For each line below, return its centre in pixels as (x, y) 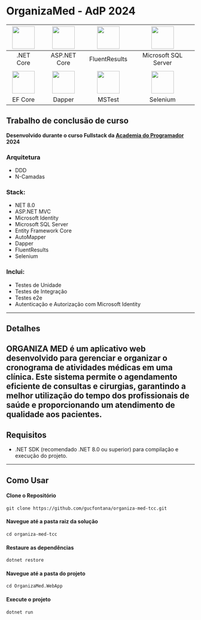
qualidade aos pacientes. (54, 414)
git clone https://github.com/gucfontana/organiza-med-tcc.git (87, 508)
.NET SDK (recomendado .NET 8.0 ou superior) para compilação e (97, 450)
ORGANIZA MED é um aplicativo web (76, 349)
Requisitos (26, 435)
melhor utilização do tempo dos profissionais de (98, 396)
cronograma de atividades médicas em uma (89, 368)
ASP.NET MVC (33, 212)
